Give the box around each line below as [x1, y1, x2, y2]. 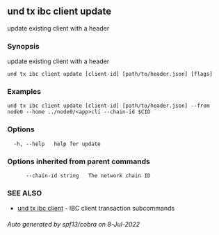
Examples [7, 87, 42, 97]
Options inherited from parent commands [7, 156, 151, 166]
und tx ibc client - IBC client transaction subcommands [17, 204, 175, 213]
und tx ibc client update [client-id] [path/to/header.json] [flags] [7, 71, 213, 78]
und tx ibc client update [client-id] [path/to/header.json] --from [7, 102, 210, 110]
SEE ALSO [7, 188, 42, 197]
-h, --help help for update [13, 140, 101, 147]
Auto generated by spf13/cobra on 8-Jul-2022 [7, 220, 140, 228]
